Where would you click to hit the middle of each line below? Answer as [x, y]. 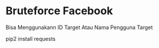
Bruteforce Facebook [59, 11]
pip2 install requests [31, 39]
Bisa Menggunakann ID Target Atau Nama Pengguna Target [79, 27]
